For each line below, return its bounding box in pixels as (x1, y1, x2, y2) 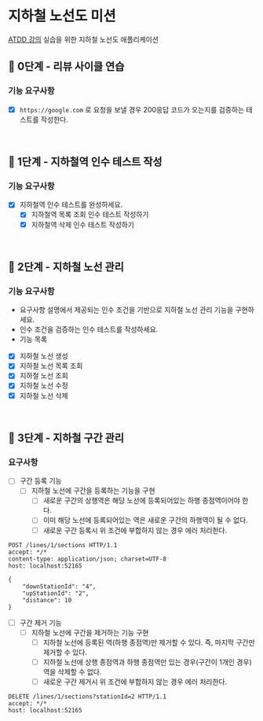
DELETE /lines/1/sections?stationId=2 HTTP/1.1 (8, 693, 167, 701)
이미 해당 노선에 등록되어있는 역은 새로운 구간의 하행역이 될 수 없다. (42, 516, 249, 525)
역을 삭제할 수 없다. (42, 667, 102, 676)
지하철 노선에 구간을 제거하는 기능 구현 (31, 627, 149, 637)
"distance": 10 (22, 596, 72, 604)
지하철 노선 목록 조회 (19, 361, 83, 370)
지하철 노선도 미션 (8, 7, 116, 25)
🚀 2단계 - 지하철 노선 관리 (8, 260, 124, 274)
